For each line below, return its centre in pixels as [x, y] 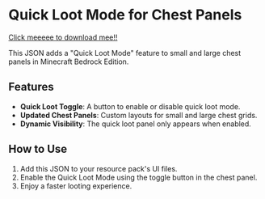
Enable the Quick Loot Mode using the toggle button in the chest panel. [139, 177]
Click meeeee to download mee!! [63, 37]
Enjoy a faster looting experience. [76, 186]
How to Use [38, 149]
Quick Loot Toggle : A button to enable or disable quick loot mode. [130, 106]
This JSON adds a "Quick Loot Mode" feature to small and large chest [125, 53]
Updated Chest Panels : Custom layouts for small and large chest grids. [139, 115]
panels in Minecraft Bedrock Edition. [69, 61]
